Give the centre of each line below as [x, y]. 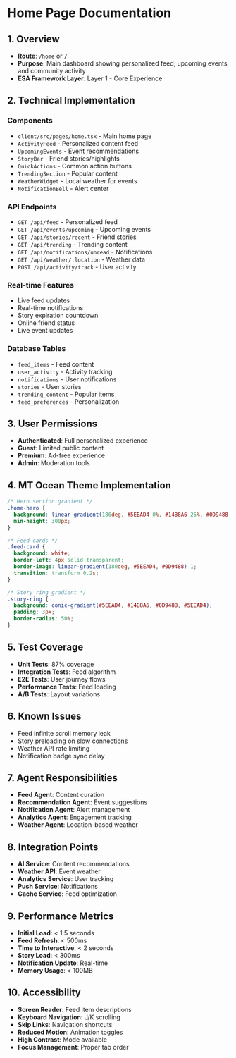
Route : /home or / [42, 56]
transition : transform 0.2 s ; [56, 573]
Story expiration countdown [58, 316]
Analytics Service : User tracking [66, 879]
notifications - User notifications [67, 379]
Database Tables [37, 349]
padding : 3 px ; [34, 612]
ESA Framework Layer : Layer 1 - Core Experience [90, 78]
